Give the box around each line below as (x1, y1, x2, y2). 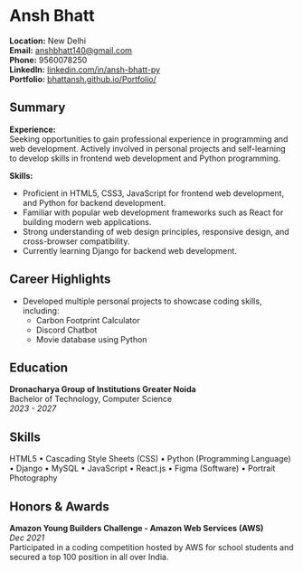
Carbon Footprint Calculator (35, 314, 140, 325)
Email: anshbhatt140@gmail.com (9, 44, 133, 55)
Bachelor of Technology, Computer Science (9, 394, 173, 405)
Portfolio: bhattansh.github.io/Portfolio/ (9, 73, 156, 84)
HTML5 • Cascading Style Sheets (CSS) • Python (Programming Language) (9, 454, 291, 464)
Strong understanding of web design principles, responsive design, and (22, 226, 289, 237)
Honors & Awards (9, 499, 110, 514)
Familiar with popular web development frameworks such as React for (22, 207, 284, 218)
